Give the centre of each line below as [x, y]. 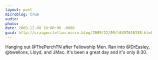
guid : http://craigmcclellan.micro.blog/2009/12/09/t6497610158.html [79, 33]
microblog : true [22, 14]
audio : [12, 19]
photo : [12, 24]
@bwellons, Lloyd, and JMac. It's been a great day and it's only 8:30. [76, 52]
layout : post [19, 10]
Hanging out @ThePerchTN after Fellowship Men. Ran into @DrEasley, [77, 47]
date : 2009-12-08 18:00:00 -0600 [40, 28]
